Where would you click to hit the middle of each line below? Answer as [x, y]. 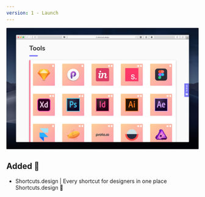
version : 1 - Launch [33, 13]
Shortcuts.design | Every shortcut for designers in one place [91, 181]
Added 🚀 [23, 166]
